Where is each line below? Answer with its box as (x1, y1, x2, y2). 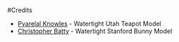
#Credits (7, 6, 33, 14)
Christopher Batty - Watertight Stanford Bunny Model (17, 27, 173, 35)
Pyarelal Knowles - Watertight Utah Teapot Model (17, 20, 162, 27)
